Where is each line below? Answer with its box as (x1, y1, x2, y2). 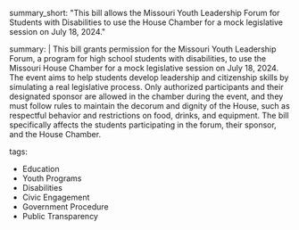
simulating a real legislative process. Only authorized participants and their (9, 82, 284, 92)
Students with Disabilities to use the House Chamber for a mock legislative (9, 17, 284, 28)
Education (21, 164, 60, 174)
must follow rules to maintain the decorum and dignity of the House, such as (9, 101, 290, 111)
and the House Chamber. (9, 129, 101, 139)
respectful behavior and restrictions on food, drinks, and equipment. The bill (9, 111, 289, 120)
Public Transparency (21, 211, 98, 221)
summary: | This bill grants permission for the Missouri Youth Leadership (9, 44, 277, 54)
